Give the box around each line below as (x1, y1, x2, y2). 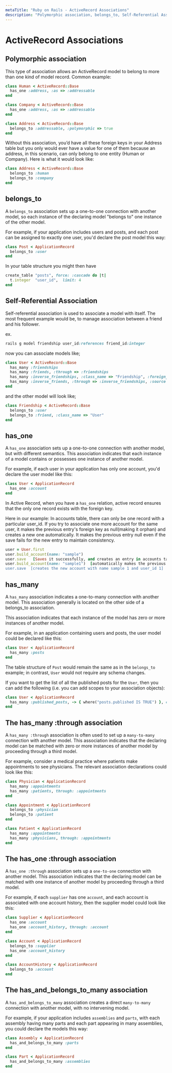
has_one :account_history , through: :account (10, 925, 109, 930)
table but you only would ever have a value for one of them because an (5, 145, 156, 152)
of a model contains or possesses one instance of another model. (5, 456, 144, 462)
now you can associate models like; (5, 350, 80, 356)
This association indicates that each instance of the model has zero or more (5, 615, 165, 620)
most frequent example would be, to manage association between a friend (5, 315, 162, 321)
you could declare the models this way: (5, 1025, 88, 1032)
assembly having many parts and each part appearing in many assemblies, (5, 1020, 163, 1026)
